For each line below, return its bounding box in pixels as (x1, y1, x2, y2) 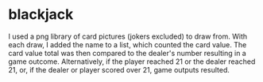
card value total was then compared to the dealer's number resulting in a (8, 48, 246, 58)
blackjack (8, 6, 74, 24)
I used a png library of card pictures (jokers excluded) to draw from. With (8, 32, 248, 41)
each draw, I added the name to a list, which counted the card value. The (8, 39, 247, 49)
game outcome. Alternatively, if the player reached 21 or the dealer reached (8, 57, 256, 66)
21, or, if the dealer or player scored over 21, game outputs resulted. (8, 65, 230, 74)
